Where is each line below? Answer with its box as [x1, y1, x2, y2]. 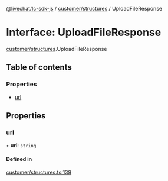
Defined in [6, 155, 32, 162]
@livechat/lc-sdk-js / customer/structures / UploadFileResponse [6, 5, 163, 12]
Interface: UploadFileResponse [6, 26, 162, 39]
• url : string [6, 142, 37, 149]
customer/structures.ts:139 [6, 169, 72, 176]
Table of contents [6, 62, 72, 73]
